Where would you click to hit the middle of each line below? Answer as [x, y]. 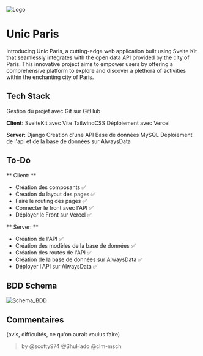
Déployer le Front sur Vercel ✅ [54, 215]
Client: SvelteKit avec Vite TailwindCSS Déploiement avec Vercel [88, 123]
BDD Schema [32, 285]
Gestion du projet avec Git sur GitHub [54, 111]
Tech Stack [28, 96]
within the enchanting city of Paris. [50, 77]
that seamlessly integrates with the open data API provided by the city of [98, 57]
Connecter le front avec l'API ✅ [54, 207]
